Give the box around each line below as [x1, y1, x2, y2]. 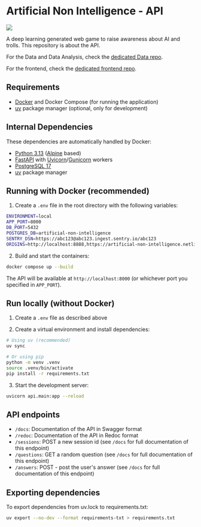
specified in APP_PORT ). [6, 281, 62, 288]
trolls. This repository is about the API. [6, 41, 100, 49]
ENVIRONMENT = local [6, 213, 52, 219]
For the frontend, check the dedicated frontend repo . [6, 65, 136, 72]
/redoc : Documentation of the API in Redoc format [14, 432, 139, 439]
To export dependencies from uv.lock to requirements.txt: [6, 504, 148, 511]
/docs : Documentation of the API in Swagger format [14, 426, 142, 433]
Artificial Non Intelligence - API [6, 4, 163, 18]
